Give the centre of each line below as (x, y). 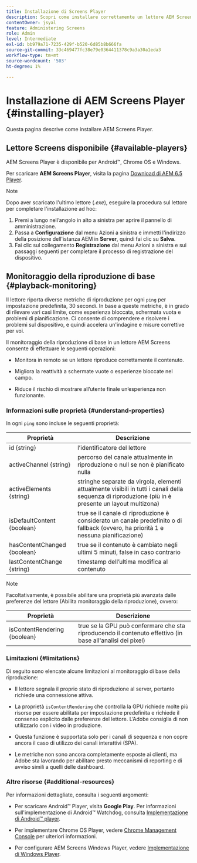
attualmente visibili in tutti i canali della (130, 489)
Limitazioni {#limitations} (43, 658)
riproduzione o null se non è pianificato (131, 464)
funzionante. (30, 395)
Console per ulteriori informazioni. (56, 836)
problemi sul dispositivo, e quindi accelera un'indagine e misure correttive (95, 324)
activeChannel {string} (40, 464)
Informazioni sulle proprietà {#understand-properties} (86, 410)
